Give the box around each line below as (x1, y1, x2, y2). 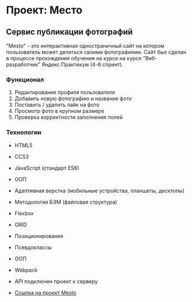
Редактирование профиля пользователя (14, 89, 115, 96)
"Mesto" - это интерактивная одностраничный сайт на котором (6, 42, 165, 49)
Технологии (6, 128, 42, 136)
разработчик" (6, 61, 41, 68)
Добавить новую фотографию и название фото (14, 95, 132, 102)
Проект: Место (6, 4, 83, 17)
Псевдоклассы (14, 243, 52, 250)
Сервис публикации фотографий (6, 27, 133, 37)
